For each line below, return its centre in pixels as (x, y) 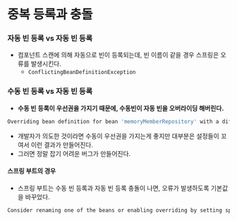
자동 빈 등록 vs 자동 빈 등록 (50, 38)
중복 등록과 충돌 (50, 14)
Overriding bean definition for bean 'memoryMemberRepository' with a (113, 121)
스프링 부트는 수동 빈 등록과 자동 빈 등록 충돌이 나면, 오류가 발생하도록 (113, 188)
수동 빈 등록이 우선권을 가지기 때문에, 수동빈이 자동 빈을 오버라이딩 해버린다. (121, 108)
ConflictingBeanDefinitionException (82, 72)
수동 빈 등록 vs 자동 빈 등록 (50, 91)
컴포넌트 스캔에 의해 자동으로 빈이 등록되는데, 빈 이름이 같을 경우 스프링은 (118, 55)
